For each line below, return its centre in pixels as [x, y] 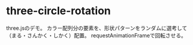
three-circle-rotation [59, 11]
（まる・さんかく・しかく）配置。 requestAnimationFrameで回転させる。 [96, 35]
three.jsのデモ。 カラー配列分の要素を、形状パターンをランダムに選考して [97, 28]
